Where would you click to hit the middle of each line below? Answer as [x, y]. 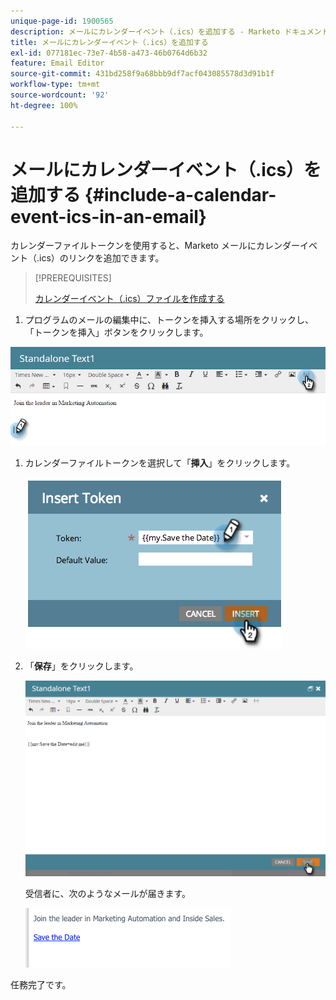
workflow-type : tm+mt [55, 85]
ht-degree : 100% [44, 105]
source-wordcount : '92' [60, 95]
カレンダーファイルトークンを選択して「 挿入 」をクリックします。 [160, 462]
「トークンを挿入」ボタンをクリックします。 [116, 332]
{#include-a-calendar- [180, 194]
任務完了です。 [41, 984]
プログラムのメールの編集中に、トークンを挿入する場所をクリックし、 [169, 320]
